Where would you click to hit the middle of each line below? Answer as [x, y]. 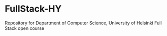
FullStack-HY [33, 9]
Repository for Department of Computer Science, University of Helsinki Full [83, 23]
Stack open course [24, 28]
